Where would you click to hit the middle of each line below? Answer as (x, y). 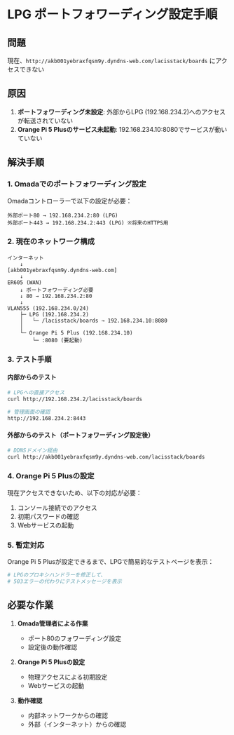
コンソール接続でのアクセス (57, 507)
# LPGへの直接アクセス (36, 392)
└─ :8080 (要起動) (57, 340)
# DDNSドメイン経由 (33, 450)
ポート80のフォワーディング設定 (75, 638)
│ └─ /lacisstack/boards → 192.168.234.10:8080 (94, 321)
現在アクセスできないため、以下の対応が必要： (75, 492)
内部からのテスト (32, 377)
